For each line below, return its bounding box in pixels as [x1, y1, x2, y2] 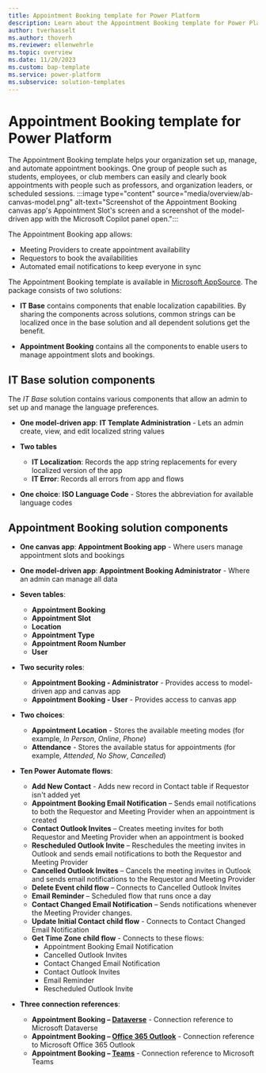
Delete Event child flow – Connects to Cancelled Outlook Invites [31, 883, 241, 893]
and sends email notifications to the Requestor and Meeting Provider [31, 875, 256, 884]
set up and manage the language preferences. [8, 402, 160, 413]
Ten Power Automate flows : [19, 767, 113, 776]
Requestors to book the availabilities [19, 253, 139, 263]
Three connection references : [19, 999, 120, 1009]
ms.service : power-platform [8, 71, 101, 79]
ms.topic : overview [8, 48, 73, 56]
